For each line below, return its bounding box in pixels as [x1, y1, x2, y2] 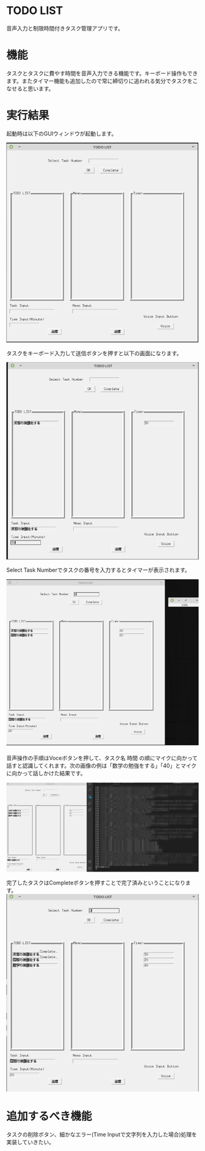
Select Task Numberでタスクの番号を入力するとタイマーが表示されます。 [6, 566, 190, 574]
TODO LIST [6, 4, 63, 18]
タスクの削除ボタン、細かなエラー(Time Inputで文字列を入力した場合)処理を [6, 1131, 197, 1138]
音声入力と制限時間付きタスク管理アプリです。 [6, 24, 124, 32]
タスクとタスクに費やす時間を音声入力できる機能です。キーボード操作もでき [6, 70, 198, 77]
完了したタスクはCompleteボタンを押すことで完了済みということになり [6, 879, 186, 887]
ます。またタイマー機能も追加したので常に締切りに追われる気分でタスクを [6, 77, 193, 84]
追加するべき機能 [6, 1110, 93, 1124]
